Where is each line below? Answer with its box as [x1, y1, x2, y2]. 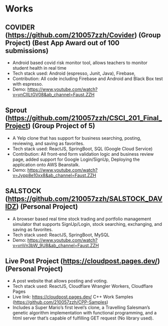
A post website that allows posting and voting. [12, 278, 108, 284]
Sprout [5, 106, 27, 115]
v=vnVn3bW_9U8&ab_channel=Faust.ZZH [12, 242, 99, 248]
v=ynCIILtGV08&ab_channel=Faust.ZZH [12, 92, 95, 98]
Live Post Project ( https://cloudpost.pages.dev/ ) [5, 257, 160, 265]
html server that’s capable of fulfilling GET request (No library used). [12, 315, 154, 321]
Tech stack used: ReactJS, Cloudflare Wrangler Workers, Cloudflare [12, 283, 153, 289]
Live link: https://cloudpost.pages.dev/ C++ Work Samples [12, 294, 133, 300]
